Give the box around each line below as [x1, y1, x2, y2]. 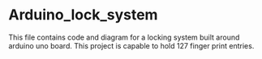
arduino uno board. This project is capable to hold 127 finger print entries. [8, 40, 255, 50]
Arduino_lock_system [8, 6, 158, 24]
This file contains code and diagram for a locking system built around [8, 32, 240, 42]
